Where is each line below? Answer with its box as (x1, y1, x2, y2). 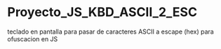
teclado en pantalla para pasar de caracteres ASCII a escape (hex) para (7, 27, 214, 36)
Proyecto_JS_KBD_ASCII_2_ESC (7, 4, 198, 20)
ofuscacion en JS (7, 34, 58, 43)
